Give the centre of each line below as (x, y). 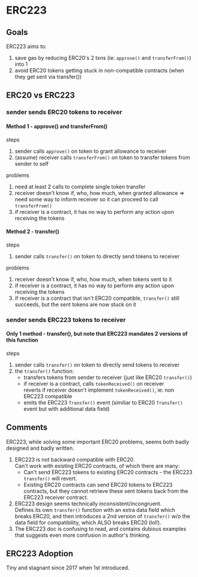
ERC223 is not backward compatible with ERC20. (74, 459)
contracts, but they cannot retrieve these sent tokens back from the (106, 491)
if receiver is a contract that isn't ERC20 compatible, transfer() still (97, 298)
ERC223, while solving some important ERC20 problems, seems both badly (98, 441)
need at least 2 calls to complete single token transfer (80, 187)
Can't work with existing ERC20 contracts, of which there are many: (97, 466)
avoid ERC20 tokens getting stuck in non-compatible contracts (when (99, 70)
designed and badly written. (40, 448)
